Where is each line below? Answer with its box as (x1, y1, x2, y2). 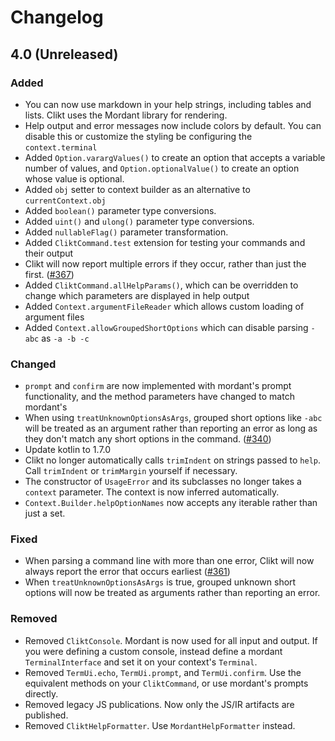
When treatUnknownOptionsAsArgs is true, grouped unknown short (24, 576, 297, 588)
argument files (24, 311, 85, 323)
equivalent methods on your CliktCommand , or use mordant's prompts (24, 677, 309, 689)
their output (24, 247, 74, 259)
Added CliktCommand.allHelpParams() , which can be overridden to (24, 279, 299, 291)
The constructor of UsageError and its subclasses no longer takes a (24, 476, 302, 488)
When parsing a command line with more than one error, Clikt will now (24, 555, 315, 567)
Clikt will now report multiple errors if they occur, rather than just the (24, 257, 307, 270)
